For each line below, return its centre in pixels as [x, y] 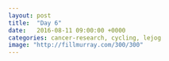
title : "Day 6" [35, 23]
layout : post [30, 15]
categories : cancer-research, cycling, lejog [84, 38]
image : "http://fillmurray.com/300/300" [76, 45]
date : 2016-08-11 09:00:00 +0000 [67, 30]
